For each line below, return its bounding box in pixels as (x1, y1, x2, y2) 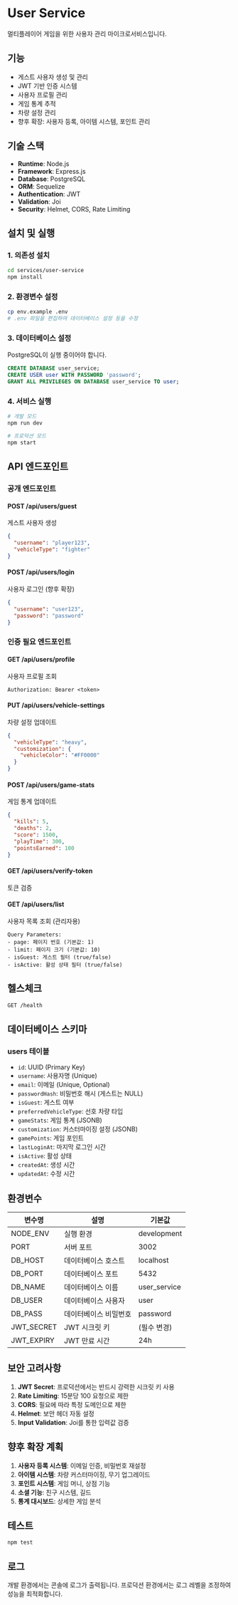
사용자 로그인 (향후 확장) (7, 584, 75, 593)
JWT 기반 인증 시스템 (17, 81, 77, 90)
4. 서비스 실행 (7, 396, 52, 406)
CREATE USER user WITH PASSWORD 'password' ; (7, 372, 141, 379)
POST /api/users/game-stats (7, 780, 94, 789)
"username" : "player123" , (13, 539, 91, 546)
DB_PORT (11, 1268, 44, 1278)
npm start (7, 439, 37, 446)
